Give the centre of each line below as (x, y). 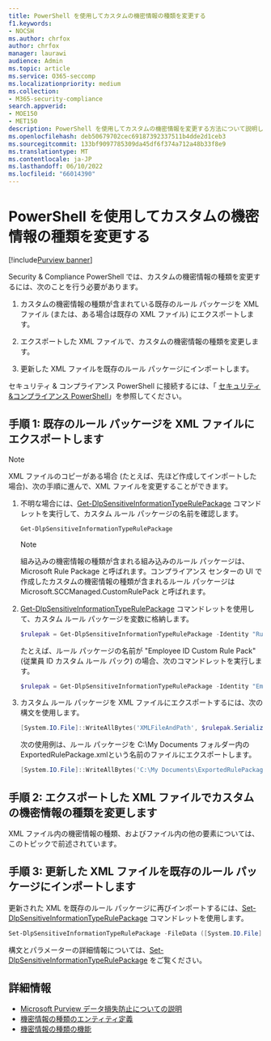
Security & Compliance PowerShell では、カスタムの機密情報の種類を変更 (131, 276)
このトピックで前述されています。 (65, 843)
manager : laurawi (38, 53)
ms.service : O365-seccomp (52, 76)
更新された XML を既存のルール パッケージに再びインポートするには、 (125, 907)
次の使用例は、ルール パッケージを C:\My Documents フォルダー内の (135, 744)
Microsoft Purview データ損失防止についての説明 (101, 1009)
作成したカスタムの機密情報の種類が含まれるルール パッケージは (127, 581)
